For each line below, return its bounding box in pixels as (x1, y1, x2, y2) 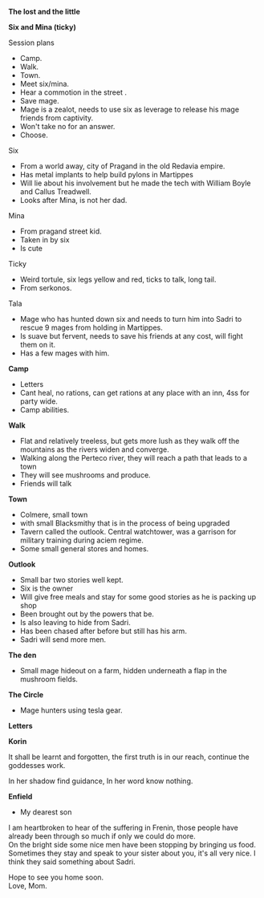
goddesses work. (8, 761, 66, 770)
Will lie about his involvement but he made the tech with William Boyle (19, 178, 251, 188)
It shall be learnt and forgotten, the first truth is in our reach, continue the (8, 752, 250, 762)
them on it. (19, 340, 56, 349)
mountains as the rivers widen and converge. (19, 445, 170, 454)
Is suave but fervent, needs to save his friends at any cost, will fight (19, 331, 243, 340)
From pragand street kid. (19, 226, 102, 236)
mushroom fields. (19, 674, 79, 684)
